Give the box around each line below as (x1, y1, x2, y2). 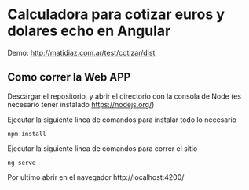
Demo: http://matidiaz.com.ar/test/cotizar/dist (7, 48, 156, 57)
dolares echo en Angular (7, 22, 171, 40)
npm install (7, 130, 46, 138)
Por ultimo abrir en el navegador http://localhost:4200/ (7, 172, 185, 181)
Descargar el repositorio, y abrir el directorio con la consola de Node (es (7, 91, 241, 101)
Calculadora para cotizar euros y (7, 5, 225, 23)
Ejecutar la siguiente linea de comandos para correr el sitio (7, 143, 198, 153)
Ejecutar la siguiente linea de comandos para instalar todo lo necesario (7, 115, 237, 124)
